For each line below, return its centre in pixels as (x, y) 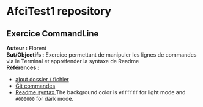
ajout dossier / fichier (42, 79)
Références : (23, 67)
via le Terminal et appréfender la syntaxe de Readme (73, 61)
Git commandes (35, 86)
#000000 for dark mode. (44, 99)
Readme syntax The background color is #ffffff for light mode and (100, 92)
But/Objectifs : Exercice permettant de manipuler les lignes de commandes (102, 55)
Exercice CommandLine (53, 34)
